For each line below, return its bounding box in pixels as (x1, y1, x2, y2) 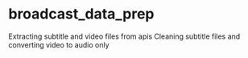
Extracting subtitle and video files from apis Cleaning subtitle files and (8, 31, 241, 41)
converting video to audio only (8, 39, 110, 49)
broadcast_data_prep (8, 5, 155, 23)
